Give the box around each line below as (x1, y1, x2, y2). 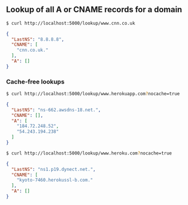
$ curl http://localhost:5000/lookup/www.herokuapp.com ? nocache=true (6, 91, 180, 97)
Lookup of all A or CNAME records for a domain (6, 5, 182, 15)
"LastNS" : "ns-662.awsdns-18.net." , (11, 107, 101, 113)
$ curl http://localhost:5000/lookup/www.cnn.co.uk (6, 20, 135, 26)
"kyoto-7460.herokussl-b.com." (16, 177, 93, 183)
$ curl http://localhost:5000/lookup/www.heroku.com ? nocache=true (6, 150, 172, 156)
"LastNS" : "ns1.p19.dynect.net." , (11, 166, 96, 172)
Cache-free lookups (6, 78, 65, 86)
